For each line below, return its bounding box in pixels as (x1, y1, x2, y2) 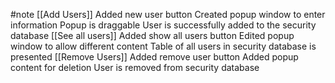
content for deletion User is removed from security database (10, 62, 260, 73)
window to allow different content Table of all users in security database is (10, 40, 317, 52)
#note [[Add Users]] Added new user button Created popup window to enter (10, 9, 326, 20)
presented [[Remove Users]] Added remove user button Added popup (10, 51, 299, 63)
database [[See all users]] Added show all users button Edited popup (10, 30, 295, 41)
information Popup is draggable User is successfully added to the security (10, 19, 317, 31)
